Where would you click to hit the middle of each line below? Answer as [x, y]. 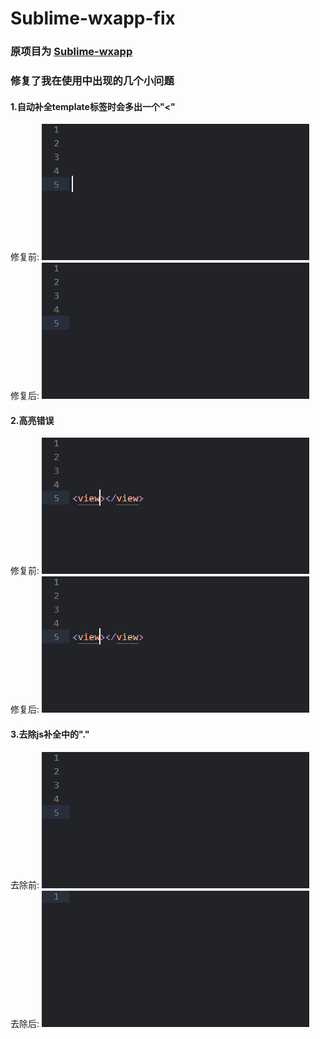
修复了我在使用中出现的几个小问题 [92, 81]
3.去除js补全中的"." [50, 734]
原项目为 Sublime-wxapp [71, 52]
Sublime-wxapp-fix [93, 18]
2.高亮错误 [32, 420]
